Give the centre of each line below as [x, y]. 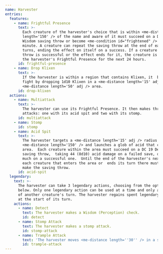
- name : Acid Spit [32, 132]
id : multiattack [34, 118]
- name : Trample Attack [42, 235]
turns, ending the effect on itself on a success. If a [80, 50]
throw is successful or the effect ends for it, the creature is [90, 55]
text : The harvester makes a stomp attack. [67, 226]
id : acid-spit [32, 172]
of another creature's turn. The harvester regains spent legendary [89, 195]
